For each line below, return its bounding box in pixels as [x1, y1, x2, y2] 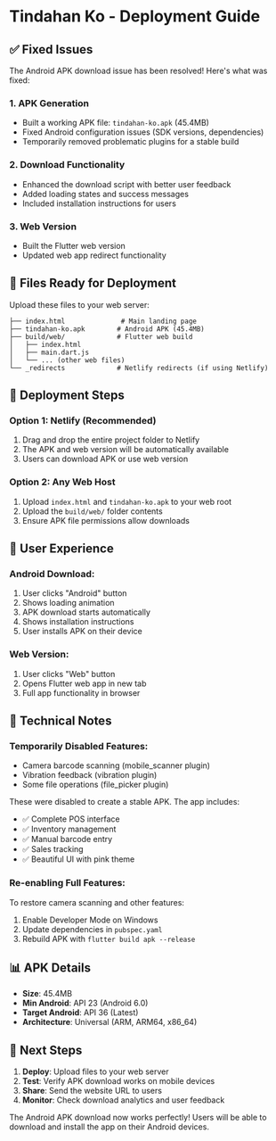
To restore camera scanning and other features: [9, 897, 185, 907]
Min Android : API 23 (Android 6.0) [21, 997, 149, 1009]
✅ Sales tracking [21, 844, 84, 855]
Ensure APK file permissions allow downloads [21, 515, 190, 525]
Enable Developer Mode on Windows [21, 914, 158, 925]
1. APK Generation [9, 96, 89, 109]
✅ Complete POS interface [21, 814, 120, 824]
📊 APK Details [9, 961, 92, 976]
